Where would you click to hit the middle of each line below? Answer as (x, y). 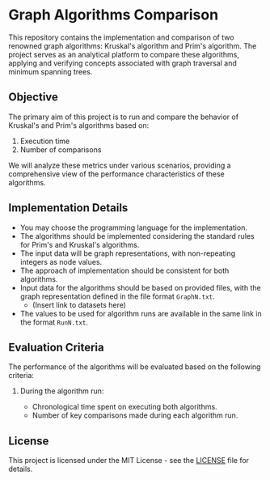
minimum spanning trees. (51, 71)
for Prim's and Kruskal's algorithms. (80, 244)
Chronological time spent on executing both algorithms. (124, 407)
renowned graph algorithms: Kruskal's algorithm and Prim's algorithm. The (133, 45)
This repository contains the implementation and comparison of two (121, 37)
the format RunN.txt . (54, 322)
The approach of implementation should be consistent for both (124, 270)
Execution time (45, 141)
